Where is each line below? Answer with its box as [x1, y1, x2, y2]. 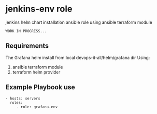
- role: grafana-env [16, 104, 57, 109]
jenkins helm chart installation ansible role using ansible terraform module [5, 19, 153, 25]
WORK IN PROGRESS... [5, 28, 47, 33]
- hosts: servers [5, 96, 41, 101]
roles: [10, 100, 23, 105]
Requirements [5, 42, 49, 50]
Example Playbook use [5, 83, 75, 91]
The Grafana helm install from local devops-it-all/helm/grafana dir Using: [5, 55, 150, 60]
